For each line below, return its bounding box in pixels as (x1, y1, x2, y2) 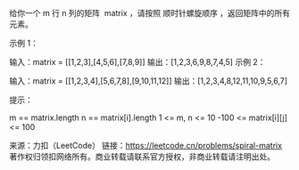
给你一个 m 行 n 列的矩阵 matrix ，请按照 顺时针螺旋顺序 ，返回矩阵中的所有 (9, 8, 291, 18)
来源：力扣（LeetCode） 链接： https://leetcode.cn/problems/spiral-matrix (9, 141, 283, 150)
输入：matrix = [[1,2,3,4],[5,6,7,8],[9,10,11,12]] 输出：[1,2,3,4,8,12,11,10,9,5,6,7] (9, 76, 288, 86)
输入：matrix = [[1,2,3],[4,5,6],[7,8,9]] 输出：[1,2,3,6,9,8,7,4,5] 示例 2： (9, 57, 266, 67)
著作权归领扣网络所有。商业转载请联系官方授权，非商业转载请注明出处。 (9, 151, 275, 162)
